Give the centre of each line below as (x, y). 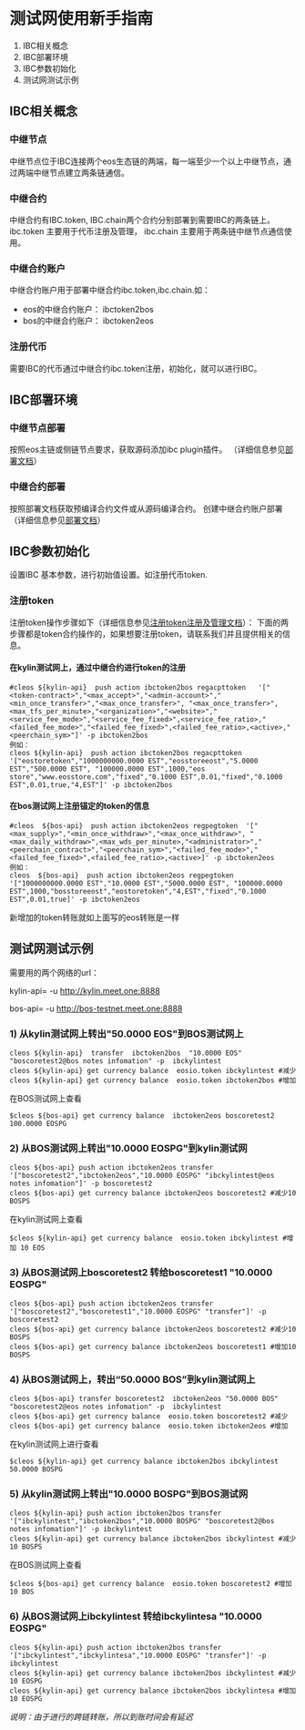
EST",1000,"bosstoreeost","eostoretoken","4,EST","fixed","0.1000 (138, 892)
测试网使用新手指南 (81, 19)
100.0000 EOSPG (38, 1124)
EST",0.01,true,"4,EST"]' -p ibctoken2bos (91, 784)
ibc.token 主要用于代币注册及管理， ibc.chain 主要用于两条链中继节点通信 (147, 231)
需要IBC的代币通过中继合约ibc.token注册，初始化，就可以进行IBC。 (136, 368)
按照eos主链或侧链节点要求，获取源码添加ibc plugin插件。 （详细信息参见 (147, 450)
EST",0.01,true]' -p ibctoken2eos (75, 900)
